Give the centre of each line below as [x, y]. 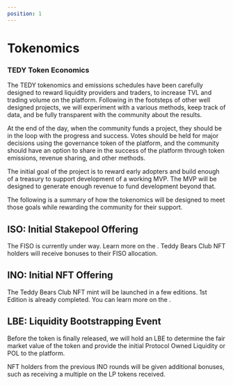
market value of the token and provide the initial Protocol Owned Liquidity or [116, 345]
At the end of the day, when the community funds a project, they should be [115, 128]
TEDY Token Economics [48, 70]
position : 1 [24, 14]
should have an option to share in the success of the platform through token [116, 151]
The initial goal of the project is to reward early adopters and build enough [114, 172]
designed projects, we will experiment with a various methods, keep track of [116, 107]
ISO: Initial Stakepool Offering [73, 229]
